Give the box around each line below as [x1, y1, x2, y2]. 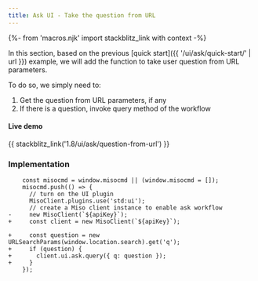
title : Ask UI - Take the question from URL [8, 11, 156, 20]
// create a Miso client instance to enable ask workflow [28, 204, 223, 212]
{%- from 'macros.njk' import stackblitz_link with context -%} [8, 33, 207, 42]
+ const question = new [8, 232, 100, 239]
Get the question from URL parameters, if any [19, 95, 167, 104]
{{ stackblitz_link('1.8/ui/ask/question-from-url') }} [8, 139, 170, 148]
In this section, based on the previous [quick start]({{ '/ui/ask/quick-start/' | [8, 48, 251, 57]
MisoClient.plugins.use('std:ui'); [28, 197, 146, 205]
